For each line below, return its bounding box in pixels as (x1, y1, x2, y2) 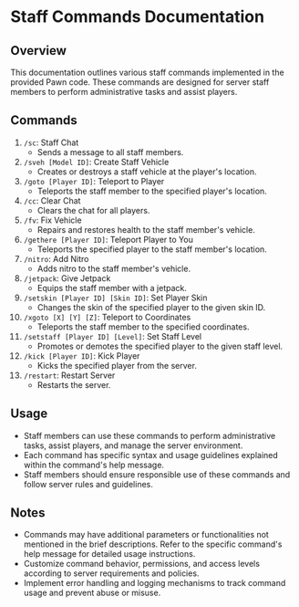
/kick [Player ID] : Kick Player (23, 350, 140, 361)
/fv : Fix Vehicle (23, 215, 82, 225)
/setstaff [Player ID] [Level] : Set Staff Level (23, 330, 202, 341)
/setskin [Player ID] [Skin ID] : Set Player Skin (23, 292, 208, 303)
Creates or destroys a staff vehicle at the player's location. (36, 166, 257, 177)
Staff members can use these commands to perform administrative (23, 430, 276, 441)
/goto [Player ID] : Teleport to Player (23, 175, 165, 186)
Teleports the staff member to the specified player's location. (36, 185, 267, 196)
